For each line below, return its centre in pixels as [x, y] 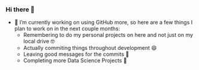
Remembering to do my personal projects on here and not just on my [108, 35]
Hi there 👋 [20, 9]
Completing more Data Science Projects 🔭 [75, 61]
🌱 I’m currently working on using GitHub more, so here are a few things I [103, 23]
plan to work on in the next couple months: [67, 28]
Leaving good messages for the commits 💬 [76, 54]
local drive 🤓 [39, 42]
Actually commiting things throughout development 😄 [90, 48]
